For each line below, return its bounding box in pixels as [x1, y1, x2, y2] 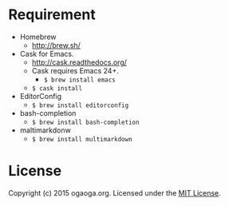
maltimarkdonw [19, 125, 72, 135]
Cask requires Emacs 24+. [31, 65, 120, 75]
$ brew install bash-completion [31, 118, 140, 126]
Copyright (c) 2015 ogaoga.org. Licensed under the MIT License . [8, 188, 221, 197]
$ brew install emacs [43, 76, 116, 84]
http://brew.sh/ [31, 40, 81, 50]
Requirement [8, 6, 96, 24]
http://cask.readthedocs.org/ [31, 57, 128, 67]
